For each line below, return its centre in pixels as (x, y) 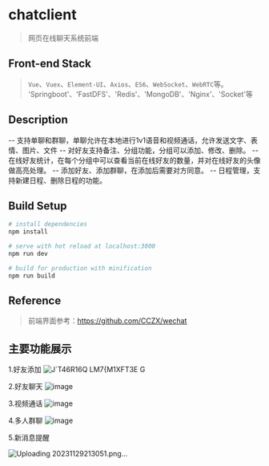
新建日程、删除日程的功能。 (60, 180)
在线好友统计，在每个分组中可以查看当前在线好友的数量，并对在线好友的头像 (134, 160)
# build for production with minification (80, 268)
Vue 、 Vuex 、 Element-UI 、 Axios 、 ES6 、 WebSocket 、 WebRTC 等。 (128, 84)
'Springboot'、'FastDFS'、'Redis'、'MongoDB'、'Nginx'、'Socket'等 (141, 94)
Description (38, 120)
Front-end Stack (50, 64)
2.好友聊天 (26, 387)
